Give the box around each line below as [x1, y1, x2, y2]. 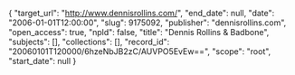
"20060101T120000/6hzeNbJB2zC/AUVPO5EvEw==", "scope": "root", [8, 46, 271, 57]
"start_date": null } [8, 56, 77, 66]
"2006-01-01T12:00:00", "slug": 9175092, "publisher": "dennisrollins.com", [8, 17, 287, 28]
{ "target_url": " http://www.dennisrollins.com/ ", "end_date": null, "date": [8, 8, 275, 18]
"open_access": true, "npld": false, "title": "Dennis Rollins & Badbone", [8, 27, 270, 37]
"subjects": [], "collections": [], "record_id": [8, 36, 170, 47]
